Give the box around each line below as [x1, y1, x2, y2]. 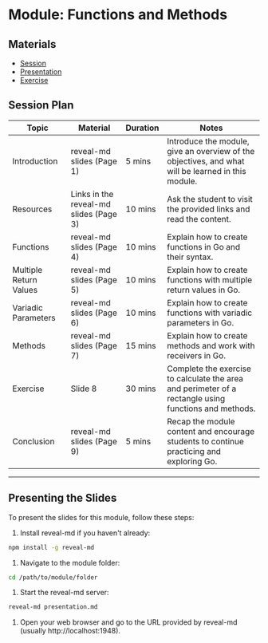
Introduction [12, 156, 58, 167]
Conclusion [12, 436, 55, 447]
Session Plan [8, 98, 74, 112]
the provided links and [167, 203, 250, 215]
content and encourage [167, 425, 255, 436]
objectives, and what [167, 156, 245, 167]
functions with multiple [167, 274, 253, 285]
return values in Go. [167, 284, 241, 295]
